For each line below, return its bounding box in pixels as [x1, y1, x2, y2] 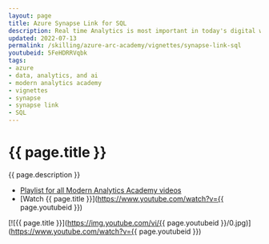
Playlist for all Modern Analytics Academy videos [19, 185, 182, 195]
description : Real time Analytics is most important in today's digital [8, 26, 256, 35]
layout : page [8, 11, 52, 20]
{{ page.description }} [8, 169, 81, 179]
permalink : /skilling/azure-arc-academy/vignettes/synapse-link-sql [8, 42, 242, 50]
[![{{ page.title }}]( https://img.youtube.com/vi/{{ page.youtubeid [8, 218, 219, 227]
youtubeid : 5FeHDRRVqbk [8, 49, 88, 57]
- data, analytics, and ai [8, 71, 98, 79]
